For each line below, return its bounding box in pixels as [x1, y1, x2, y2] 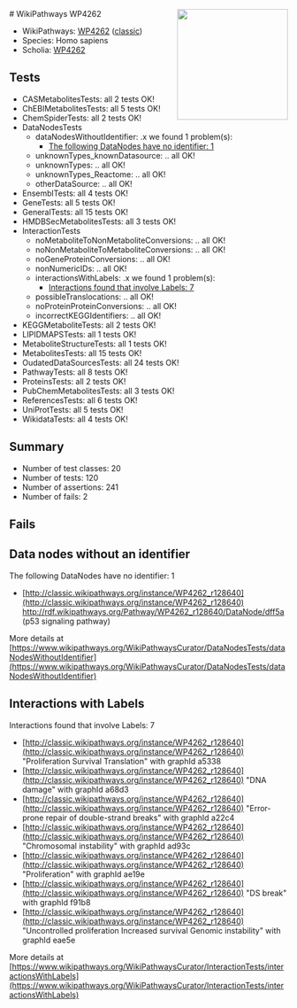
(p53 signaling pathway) [21, 616, 110, 626]
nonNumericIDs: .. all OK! [34, 263, 127, 274]
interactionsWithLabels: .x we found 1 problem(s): [34, 272, 216, 283]
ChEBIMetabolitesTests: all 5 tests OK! [21, 103, 161, 113]
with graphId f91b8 [21, 896, 91, 907]
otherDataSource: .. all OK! [34, 178, 133, 189]
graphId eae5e [21, 934, 76, 945]
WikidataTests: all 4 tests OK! [21, 414, 128, 424]
